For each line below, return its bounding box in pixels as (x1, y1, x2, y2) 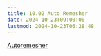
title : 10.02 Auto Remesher (7, 10, 89, 17)
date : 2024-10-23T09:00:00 (7, 16, 85, 23)
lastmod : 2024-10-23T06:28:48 (7, 23, 95, 29)
